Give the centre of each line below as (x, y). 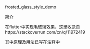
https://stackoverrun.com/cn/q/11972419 (45, 32)
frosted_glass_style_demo (31, 7)
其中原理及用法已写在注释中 (32, 42)
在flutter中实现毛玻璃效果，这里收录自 (43, 27)
